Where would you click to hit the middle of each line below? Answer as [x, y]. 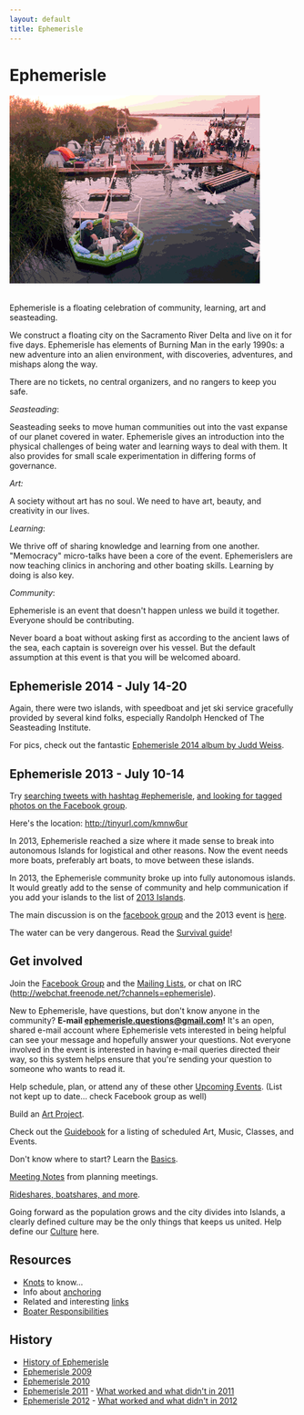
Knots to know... [53, 1282]
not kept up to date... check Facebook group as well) [108, 1096]
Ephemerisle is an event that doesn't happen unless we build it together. [145, 610]
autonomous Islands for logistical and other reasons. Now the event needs [149, 851]
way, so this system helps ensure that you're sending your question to [141, 1059]
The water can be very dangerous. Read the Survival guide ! [121, 933]
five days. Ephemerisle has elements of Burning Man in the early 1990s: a [147, 345]
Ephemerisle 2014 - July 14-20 [98, 686]
